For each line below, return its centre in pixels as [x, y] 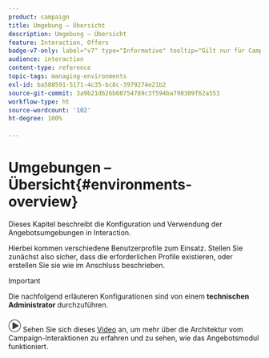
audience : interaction [46, 59]
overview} [43, 202]
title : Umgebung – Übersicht [57, 25]
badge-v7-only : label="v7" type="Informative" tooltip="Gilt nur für [127, 51]
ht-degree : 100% [35, 119]
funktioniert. [28, 346]
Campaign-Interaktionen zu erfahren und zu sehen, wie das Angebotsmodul [134, 338]
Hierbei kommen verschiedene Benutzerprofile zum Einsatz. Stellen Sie [126, 248]
